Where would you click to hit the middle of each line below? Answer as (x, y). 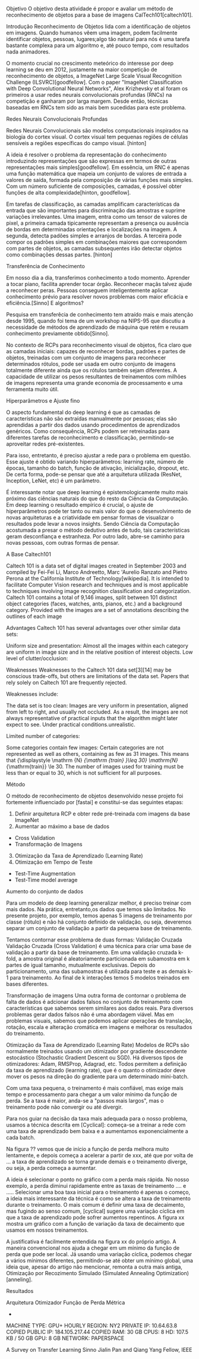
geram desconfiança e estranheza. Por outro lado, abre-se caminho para (96, 536)
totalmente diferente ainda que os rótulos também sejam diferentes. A (91, 370)
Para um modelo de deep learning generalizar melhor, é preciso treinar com (99, 903)
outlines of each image (34, 616)
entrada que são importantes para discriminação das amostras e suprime (96, 210)
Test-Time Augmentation (45, 873)
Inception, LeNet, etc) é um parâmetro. (53, 481)
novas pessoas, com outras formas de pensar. (63, 543)
